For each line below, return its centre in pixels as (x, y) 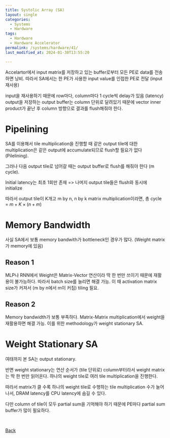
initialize (14, 188)
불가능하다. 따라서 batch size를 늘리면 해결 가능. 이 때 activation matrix (86, 281)
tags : (11, 34)
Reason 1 (20, 262)
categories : (18, 19)
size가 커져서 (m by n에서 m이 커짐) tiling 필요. (52, 288)
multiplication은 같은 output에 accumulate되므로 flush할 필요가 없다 (74, 150)
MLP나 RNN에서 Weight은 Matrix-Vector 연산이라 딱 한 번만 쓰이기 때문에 (79, 275)
